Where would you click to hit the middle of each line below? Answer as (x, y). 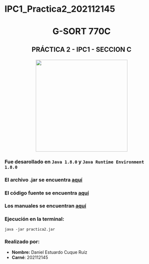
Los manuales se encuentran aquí (45, 206)
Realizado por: (22, 241)
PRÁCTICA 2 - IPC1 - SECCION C (82, 49)
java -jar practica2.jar (30, 229)
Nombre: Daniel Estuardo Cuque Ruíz (49, 252)
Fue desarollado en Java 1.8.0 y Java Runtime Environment (74, 162)
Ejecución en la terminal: (34, 219)
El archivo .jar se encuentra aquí (43, 180)
